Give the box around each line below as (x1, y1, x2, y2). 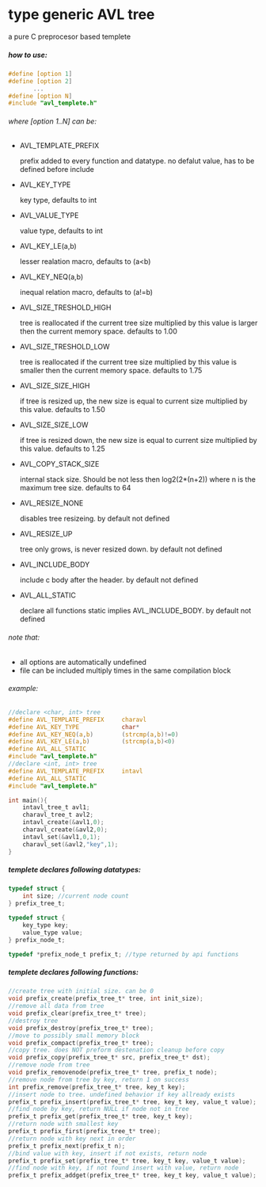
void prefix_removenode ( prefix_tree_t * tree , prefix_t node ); (8, 1068, 218, 1077)
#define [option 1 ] (8, 70, 73, 78)
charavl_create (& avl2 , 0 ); (22, 826, 108, 834)
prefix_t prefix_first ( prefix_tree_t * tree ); (8, 1128, 161, 1135)
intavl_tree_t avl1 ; (22, 803, 90, 811)
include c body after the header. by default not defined (19, 575, 199, 585)
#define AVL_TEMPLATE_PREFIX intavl (8, 767, 144, 775)
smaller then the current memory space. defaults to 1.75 (19, 366, 203, 376)
